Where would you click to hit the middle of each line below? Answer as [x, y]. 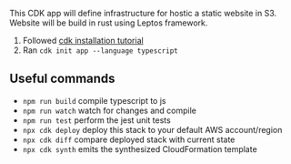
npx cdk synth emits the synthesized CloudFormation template [140, 149]
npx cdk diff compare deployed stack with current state [129, 139]
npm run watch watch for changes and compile [110, 110]
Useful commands [62, 79]
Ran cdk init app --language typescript [100, 50]
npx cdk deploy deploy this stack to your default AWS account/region [152, 129]
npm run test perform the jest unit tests [96, 120]
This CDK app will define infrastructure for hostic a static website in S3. [143, 13]
